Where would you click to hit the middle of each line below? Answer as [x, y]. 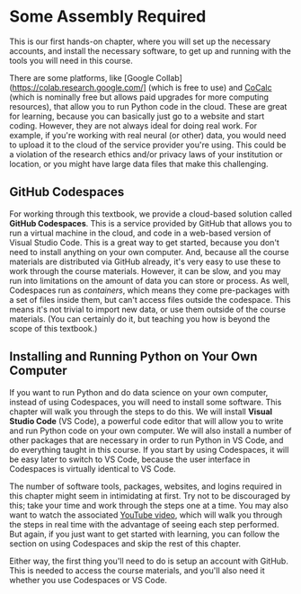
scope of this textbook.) [53, 328]
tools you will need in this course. [71, 60]
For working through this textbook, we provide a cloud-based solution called [151, 214]
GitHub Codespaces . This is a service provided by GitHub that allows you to [150, 223]
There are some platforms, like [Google [82, 77]
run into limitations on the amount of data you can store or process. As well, [150, 280]
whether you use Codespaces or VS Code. [89, 580]
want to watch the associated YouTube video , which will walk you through [146, 515]
